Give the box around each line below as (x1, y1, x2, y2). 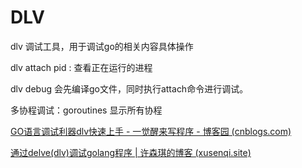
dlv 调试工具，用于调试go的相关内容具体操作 (10, 40, 194, 52)
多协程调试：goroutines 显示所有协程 (10, 104, 163, 116)
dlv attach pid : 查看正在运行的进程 (10, 61, 153, 73)
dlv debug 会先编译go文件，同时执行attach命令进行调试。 (10, 82, 249, 95)
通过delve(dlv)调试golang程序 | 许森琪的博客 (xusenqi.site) (10, 146, 252, 158)
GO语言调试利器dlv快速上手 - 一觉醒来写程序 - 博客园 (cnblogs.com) (10, 125, 292, 137)
